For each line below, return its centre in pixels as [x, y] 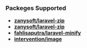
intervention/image [38, 39]
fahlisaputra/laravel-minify [47, 33]
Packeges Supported [36, 8]
